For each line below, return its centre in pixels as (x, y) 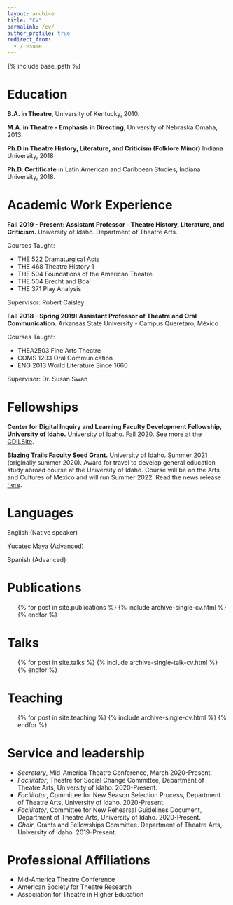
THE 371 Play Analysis (49, 288)
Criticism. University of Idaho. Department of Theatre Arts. (92, 232)
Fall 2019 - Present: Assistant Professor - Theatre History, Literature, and (116, 224)
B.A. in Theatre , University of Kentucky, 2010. (73, 113)
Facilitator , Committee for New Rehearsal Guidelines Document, (110, 810)
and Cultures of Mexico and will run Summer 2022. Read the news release (114, 477)
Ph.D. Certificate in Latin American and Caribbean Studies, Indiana (104, 169)
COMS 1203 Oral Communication (65, 358)
